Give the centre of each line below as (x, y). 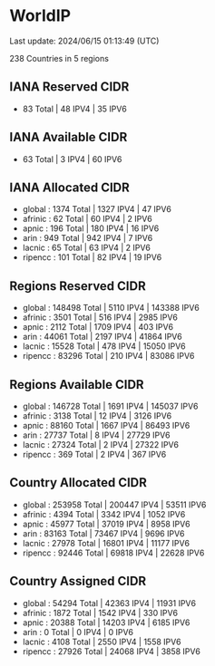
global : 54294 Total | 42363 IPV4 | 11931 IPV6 (109, 603)
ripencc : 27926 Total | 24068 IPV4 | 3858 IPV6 (112, 651)
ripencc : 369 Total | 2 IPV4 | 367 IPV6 (94, 454)
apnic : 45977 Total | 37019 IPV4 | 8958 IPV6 (106, 524)
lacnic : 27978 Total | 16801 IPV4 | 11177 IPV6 (106, 543)
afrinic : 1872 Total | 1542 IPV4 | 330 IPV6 (100, 613)
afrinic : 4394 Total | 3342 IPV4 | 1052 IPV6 (104, 514)
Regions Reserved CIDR (78, 286)
